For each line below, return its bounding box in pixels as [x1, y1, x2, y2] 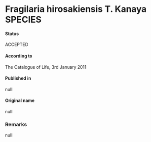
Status [5, 31, 19, 37]
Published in [5, 75, 31, 81]
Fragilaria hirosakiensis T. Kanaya [5, 3, 147, 15]
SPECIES [5, 14, 42, 25]
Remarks [5, 121, 27, 128]
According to [5, 53, 33, 59]
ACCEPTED [5, 42, 29, 47]
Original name [5, 97, 35, 103]
